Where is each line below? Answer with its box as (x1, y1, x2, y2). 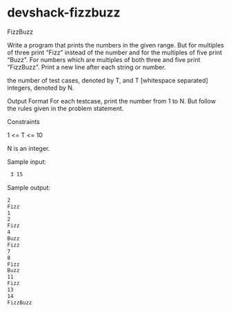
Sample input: (7, 157, 47, 166)
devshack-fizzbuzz (7, 5, 121, 21)
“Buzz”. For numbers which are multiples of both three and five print (7, 55, 201, 63)
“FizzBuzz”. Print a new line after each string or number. (7, 63, 166, 71)
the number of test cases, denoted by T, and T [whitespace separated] (7, 76, 208, 84)
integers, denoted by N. (7, 83, 74, 92)
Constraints (7, 117, 40, 125)
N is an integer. (7, 144, 50, 152)
